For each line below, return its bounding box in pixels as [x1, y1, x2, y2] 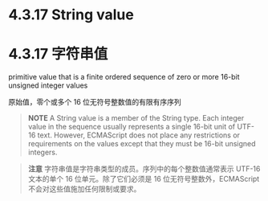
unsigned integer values [8, 80, 88, 90]
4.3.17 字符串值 [8, 45, 108, 64]
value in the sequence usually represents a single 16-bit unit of [27, 122, 236, 132]
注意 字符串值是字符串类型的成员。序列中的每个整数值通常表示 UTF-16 [27, 164, 261, 174]
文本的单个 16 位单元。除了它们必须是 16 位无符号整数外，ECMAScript [27, 174, 260, 184]
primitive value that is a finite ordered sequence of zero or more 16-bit [8, 72, 240, 82]
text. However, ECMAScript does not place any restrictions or [37, 130, 241, 140]
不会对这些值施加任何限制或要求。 [27, 184, 141, 194]
